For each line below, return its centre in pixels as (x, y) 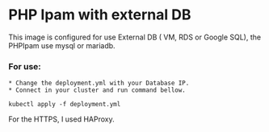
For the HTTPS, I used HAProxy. (61, 119)
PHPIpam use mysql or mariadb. (62, 45)
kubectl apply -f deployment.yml (65, 105)
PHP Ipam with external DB (100, 15)
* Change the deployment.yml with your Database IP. (99, 83)
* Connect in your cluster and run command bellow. (97, 90)
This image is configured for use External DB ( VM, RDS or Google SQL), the (134, 37)
